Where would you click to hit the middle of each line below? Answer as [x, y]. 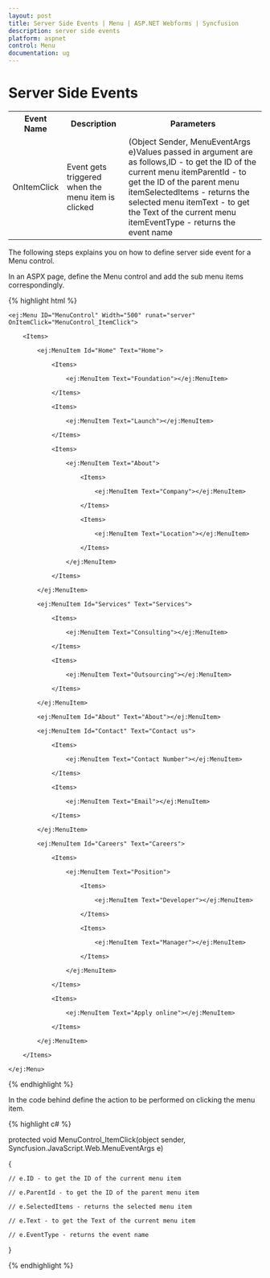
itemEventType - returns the [182, 222]
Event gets [87, 167]
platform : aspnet [37, 38]
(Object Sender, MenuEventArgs [189, 142]
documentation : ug [39, 53]
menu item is [91, 196]
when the [84, 187]
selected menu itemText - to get [189, 202]
